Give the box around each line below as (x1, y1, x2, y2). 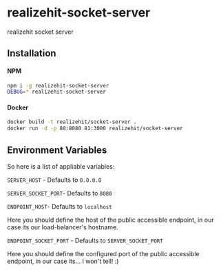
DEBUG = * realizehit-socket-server (7, 88, 107, 96)
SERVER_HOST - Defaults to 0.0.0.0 (7, 176, 102, 184)
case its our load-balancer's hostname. (7, 223, 118, 231)
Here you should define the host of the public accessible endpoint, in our (7, 216, 214, 224)
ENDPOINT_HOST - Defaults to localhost (7, 202, 112, 211)
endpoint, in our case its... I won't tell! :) (7, 257, 119, 266)
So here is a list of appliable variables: (7, 163, 115, 171)
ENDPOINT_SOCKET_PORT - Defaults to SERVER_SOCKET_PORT (7, 236, 163, 245)
